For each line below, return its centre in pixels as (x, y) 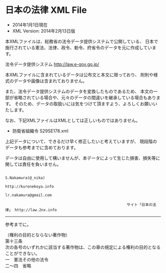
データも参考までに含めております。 (42, 147)
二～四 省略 (18, 266)
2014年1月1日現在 (30, 25)
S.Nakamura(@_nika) (25, 178)
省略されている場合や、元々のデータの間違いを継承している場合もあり (85, 97)
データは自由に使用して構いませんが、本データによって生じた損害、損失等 (81, 158)
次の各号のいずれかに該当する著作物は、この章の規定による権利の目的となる (83, 247)
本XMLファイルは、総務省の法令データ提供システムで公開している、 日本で (82, 41)
